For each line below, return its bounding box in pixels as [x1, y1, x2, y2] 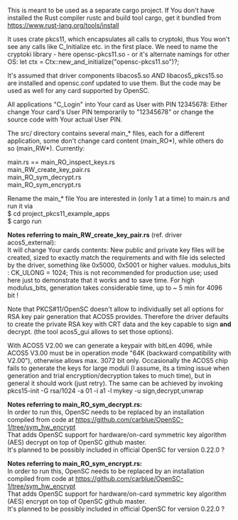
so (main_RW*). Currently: [7, 144, 85, 152]
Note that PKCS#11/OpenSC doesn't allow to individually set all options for [7, 305, 224, 313]
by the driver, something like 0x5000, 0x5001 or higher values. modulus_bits [7, 261, 231, 269]
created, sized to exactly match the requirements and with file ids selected [7, 254, 226, 261]
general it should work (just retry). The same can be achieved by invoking [7, 379, 223, 387]
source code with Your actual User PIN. [7, 115, 123, 124]
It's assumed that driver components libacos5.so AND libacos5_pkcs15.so [7, 71, 224, 80]
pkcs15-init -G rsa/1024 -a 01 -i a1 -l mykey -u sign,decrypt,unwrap [7, 386, 204, 395]
